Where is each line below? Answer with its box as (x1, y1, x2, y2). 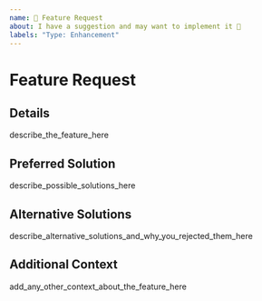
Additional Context (9, 256, 118, 273)
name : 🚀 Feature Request (9, 13, 103, 23)
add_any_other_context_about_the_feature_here (9, 281, 188, 292)
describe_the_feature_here (9, 129, 109, 141)
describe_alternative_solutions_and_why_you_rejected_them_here (9, 231, 254, 241)
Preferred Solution (9, 156, 116, 171)
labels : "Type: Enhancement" (9, 30, 120, 39)
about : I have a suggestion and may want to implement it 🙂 (9, 22, 242, 31)
